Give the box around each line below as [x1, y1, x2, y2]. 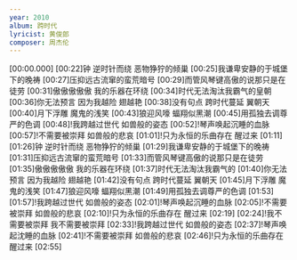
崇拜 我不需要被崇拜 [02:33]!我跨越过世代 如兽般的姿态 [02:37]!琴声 [32, 219, 279, 230]
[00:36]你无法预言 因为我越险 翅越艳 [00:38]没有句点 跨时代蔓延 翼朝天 [9, 97, 270, 108]
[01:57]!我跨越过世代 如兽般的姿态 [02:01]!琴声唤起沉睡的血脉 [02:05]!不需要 [9, 197, 287, 207]
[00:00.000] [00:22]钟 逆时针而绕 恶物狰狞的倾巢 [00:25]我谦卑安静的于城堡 [9, 63, 288, 74]
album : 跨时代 [9, 21, 58, 30]
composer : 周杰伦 [9, 37, 69, 47]
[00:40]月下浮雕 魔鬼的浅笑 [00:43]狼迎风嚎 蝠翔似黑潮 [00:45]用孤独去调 [9, 108, 280, 118]
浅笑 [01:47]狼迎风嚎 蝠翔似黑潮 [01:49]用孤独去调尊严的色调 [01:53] [24, 186, 274, 197]
